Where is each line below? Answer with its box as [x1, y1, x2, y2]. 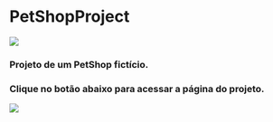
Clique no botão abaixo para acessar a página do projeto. [9, 82, 265, 95]
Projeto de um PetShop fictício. [9, 58, 149, 70]
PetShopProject [9, 6, 130, 27]
